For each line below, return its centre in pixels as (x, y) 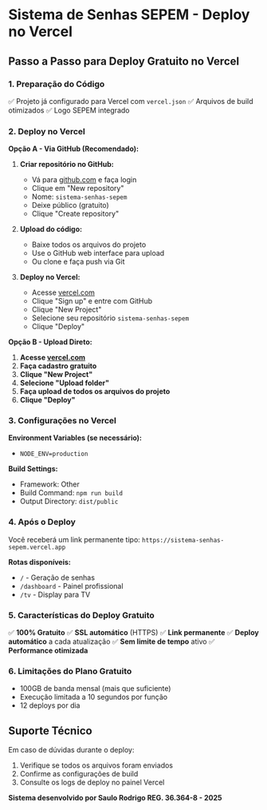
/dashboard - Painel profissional (71, 586)
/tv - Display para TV (55, 594)
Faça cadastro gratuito (58, 366)
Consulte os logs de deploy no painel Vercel (92, 782)
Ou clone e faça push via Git (78, 262)
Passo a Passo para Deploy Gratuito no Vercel (124, 61)
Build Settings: (33, 469)
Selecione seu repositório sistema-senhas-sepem (110, 318)
